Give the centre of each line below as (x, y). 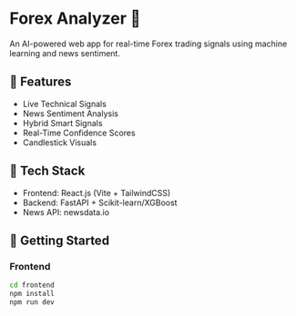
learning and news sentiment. (65, 53)
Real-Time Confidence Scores (79, 133)
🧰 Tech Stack (47, 171)
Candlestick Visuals (60, 142)
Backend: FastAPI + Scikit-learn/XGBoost (100, 202)
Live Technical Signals (65, 104)
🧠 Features (41, 82)
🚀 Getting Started (60, 240)
